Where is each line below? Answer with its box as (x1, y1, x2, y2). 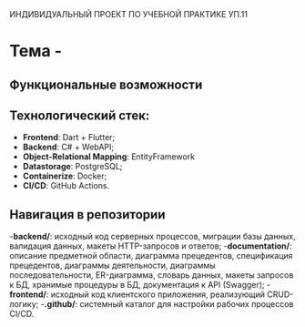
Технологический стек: (9, 107, 150, 123)
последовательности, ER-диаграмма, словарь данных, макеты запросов (9, 270, 294, 281)
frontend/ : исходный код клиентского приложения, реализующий (9, 289, 266, 300)
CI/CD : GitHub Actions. (22, 180, 110, 191)
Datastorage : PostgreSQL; (22, 161, 123, 172)
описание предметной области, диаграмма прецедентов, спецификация (9, 250, 293, 261)
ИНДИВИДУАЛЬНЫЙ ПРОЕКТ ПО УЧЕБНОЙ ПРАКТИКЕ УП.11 (9, 9, 249, 19)
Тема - (9, 41, 62, 62)
